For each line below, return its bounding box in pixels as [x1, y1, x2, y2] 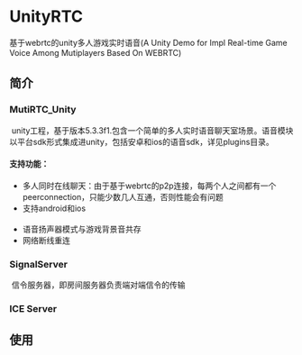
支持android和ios [22, 203, 87, 214]
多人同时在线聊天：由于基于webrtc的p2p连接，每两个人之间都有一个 [22, 180, 277, 191]
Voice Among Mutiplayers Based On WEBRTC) [9, 47, 182, 58]
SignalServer [9, 258, 68, 270]
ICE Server [9, 303, 57, 315]
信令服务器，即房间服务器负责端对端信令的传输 [11, 279, 186, 290]
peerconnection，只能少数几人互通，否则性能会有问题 [22, 191, 224, 202]
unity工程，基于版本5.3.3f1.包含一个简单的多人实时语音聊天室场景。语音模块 [11, 124, 294, 136]
